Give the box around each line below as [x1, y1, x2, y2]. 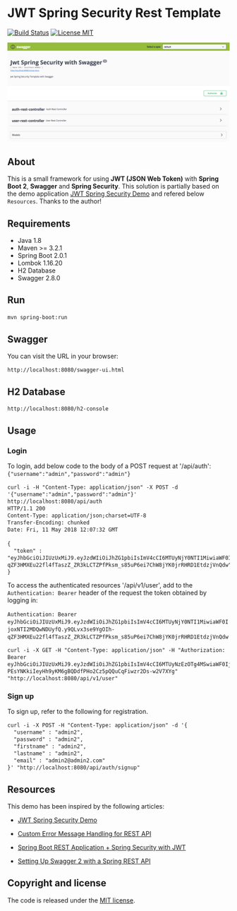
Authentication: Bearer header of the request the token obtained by [7, 588, 207, 597]
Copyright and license [7, 877, 107, 889]
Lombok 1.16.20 [17, 258, 63, 267]
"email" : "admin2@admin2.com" [13, 757, 106, 764]
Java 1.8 [17, 236, 42, 244]
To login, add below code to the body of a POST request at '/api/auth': [7, 461, 212, 470]
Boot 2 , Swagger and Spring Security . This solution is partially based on [7, 182, 220, 191]
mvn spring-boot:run [7, 314, 68, 321]
